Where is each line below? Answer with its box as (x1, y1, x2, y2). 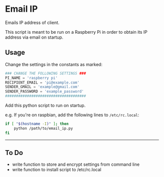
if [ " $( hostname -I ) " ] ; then (5, 121, 69, 126)
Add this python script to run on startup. (5, 103, 86, 108)
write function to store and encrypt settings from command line (12, 161, 140, 167)
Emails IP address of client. (5, 20, 60, 25)
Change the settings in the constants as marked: (5, 61, 102, 67)
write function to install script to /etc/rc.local (12, 167, 102, 173)
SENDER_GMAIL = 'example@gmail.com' (5, 85, 80, 89)
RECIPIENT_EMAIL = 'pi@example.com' (5, 80, 80, 85)
